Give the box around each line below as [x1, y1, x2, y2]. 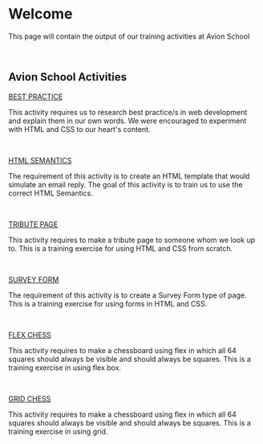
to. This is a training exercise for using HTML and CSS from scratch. [8, 243, 233, 253]
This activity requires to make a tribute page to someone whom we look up [8, 235, 255, 245]
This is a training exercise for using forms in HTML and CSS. [8, 298, 208, 308]
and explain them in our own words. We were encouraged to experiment [8, 116, 247, 125]
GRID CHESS [8, 393, 51, 403]
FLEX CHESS [8, 330, 52, 339]
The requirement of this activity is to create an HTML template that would [8, 171, 250, 181]
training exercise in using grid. [8, 426, 108, 436]
